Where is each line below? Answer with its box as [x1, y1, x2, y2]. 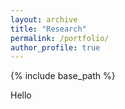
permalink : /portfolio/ [10, 33, 110, 43]
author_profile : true [10, 42, 101, 53]
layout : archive [10, 14, 78, 25]
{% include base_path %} [10, 70, 116, 82]
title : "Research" [10, 24, 87, 34]
